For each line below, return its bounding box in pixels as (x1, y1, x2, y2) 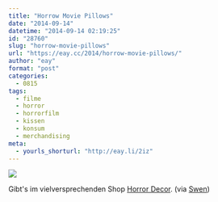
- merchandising (15, 132, 70, 140)
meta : (8, 139, 27, 148)
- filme (15, 95, 42, 103)
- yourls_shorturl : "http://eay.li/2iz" (15, 147, 153, 155)
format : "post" (8, 65, 60, 73)
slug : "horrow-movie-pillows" (8, 42, 111, 50)
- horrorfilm (15, 110, 60, 118)
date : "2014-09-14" (8, 19, 74, 27)
